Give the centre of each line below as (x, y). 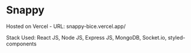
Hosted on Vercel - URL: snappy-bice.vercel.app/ (66, 26)
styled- (177, 37)
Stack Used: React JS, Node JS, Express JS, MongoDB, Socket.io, (86, 37)
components (22, 44)
